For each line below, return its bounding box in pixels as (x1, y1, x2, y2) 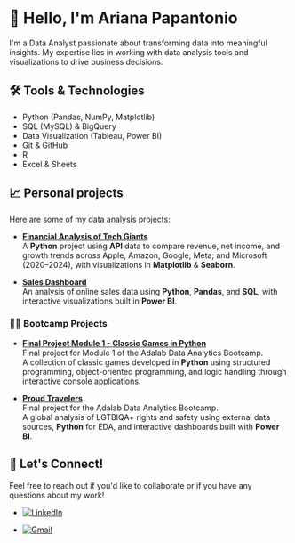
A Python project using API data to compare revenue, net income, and (21, 240, 281, 251)
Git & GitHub (21, 140, 68, 150)
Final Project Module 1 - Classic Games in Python (21, 337, 207, 348)
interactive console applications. (21, 376, 141, 386)
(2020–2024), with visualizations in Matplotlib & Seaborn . (21, 259, 235, 270)
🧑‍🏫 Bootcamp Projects (9, 318, 108, 330)
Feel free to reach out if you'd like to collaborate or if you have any (9, 480, 252, 490)
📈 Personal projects (9, 186, 124, 201)
